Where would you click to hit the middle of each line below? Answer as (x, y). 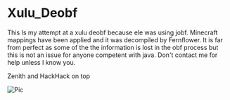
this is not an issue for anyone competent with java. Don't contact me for (113, 55)
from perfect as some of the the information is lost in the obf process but (113, 47)
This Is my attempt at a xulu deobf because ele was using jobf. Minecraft (113, 32)
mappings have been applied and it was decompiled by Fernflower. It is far (115, 39)
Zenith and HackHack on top (49, 76)
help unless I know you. (41, 62)
